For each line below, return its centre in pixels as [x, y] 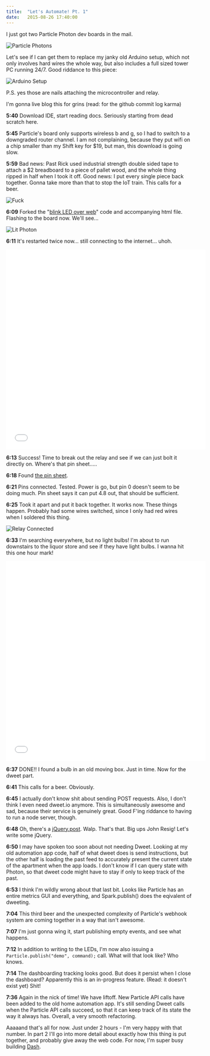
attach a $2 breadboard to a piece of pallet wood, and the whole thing [91, 170]
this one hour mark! [30, 553]
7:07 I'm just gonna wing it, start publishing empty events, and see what [94, 931]
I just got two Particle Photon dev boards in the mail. [70, 34]
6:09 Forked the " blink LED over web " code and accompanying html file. [94, 211]
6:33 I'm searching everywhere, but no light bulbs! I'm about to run [88, 540]
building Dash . [24, 1047]
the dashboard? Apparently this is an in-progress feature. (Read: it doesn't [96, 979]
